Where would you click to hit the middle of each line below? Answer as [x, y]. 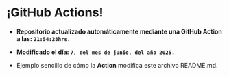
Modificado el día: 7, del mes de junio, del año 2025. [96, 52]
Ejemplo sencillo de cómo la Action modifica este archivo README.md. [117, 65]
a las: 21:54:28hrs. [43, 38]
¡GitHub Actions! [55, 13]
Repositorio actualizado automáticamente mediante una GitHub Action [119, 31]
